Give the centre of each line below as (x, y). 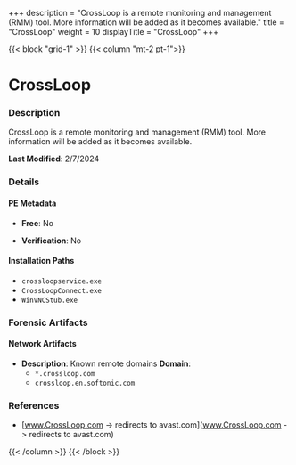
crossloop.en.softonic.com (85, 383)
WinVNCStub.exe (49, 300)
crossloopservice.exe (61, 281)
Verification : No (51, 241)
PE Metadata (33, 203)
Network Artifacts (42, 344)
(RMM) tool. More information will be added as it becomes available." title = (146, 22)
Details (24, 182)
